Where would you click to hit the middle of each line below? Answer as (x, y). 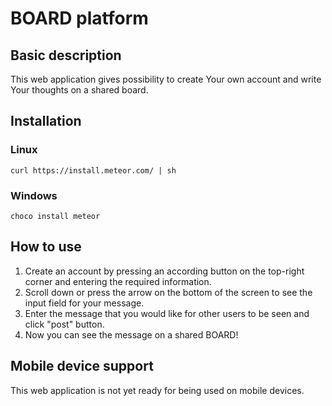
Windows (34, 195)
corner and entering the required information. (118, 281)
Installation (46, 121)
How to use (46, 247)
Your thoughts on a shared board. (79, 90)
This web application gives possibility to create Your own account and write (166, 79)
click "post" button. (64, 324)
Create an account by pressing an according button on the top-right (164, 271)
